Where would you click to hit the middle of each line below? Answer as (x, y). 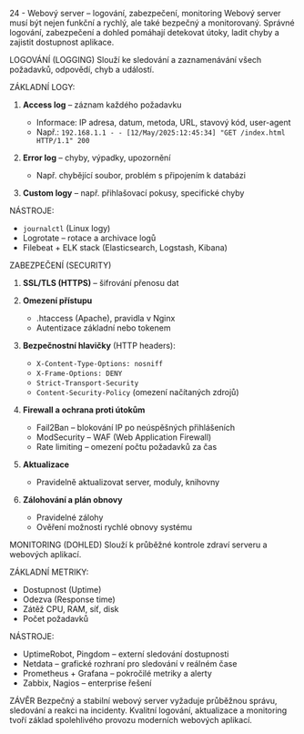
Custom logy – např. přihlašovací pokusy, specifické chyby (133, 193)
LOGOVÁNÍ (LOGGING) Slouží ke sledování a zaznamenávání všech (136, 60)
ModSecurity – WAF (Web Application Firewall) (124, 437)
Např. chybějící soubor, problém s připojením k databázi (141, 175)
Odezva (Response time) (69, 599)
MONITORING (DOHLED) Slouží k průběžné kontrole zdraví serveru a (138, 545)
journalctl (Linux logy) (66, 228)
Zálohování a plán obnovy (72, 500)
